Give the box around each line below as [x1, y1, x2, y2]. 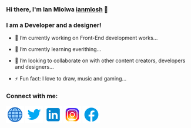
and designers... [14, 63, 54, 70]
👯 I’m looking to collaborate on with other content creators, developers [14, 57, 186, 64]
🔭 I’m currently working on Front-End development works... [14, 35, 158, 42]
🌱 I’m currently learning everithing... [14, 46, 102, 53]
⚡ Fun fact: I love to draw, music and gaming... [14, 75, 127, 82]
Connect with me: [6, 92, 58, 100]
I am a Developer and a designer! [6, 21, 102, 29]
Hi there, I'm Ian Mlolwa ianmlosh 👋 [6, 5, 109, 14]
